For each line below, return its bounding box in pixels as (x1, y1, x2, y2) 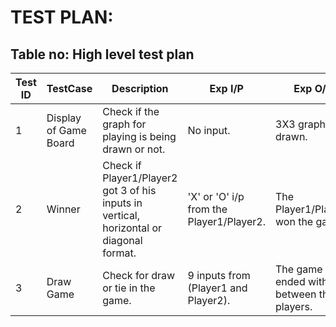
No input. (187, 124, 231, 137)
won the (275, 215, 314, 228)
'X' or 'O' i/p (187, 190, 245, 203)
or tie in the (102, 281, 156, 295)
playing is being (102, 130, 177, 143)
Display (46, 111, 82, 125)
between (275, 287, 317, 301)
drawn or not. (102, 142, 166, 156)
